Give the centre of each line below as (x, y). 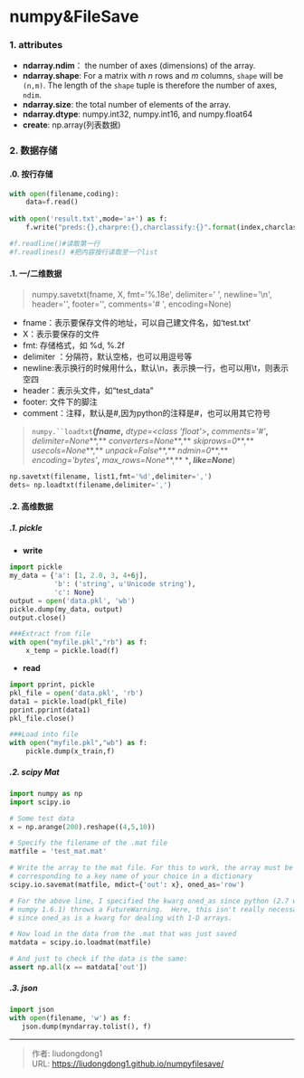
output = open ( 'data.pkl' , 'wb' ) (72, 600)
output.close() (38, 618)
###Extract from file (50, 634)
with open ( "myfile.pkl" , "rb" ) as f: (78, 643)
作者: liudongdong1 (67, 1053)
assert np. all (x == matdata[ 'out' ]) (78, 968)
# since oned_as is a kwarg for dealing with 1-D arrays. (121, 918)
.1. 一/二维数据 (36, 274)
